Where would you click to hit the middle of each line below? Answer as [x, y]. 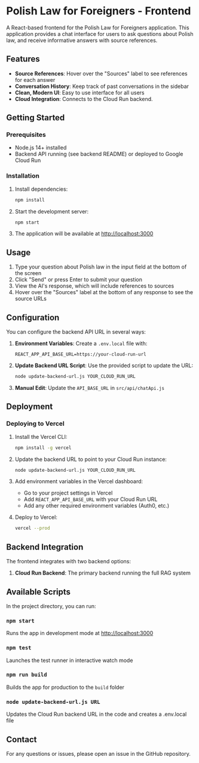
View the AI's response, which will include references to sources [94, 286]
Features [23, 59]
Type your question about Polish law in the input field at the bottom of [101, 267]
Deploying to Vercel [35, 424]
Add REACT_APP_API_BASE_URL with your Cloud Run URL [91, 499]
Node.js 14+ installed [41, 148]
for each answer [35, 80]
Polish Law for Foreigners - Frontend [99, 11]
